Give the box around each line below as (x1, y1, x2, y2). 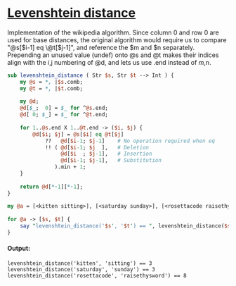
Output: (7, 244, 30, 253)
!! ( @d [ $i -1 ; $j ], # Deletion (44, 144, 150, 151)
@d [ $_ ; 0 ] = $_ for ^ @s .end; (20, 104, 109, 112)
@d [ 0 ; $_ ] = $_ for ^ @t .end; (20, 111, 109, 118)
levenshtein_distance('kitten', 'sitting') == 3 (7, 260, 152, 267)
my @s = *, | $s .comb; (20, 78, 83, 85)
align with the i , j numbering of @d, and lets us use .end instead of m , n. (7, 58, 212, 66)
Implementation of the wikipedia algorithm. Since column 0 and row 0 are (7, 28, 220, 37)
